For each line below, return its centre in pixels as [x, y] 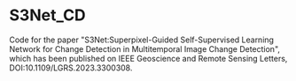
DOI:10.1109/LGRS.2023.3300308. [71, 68]
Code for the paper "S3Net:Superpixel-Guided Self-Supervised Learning [142, 40]
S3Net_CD [47, 15]
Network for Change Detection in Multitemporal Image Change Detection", [145, 48]
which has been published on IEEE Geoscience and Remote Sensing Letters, [148, 58]
